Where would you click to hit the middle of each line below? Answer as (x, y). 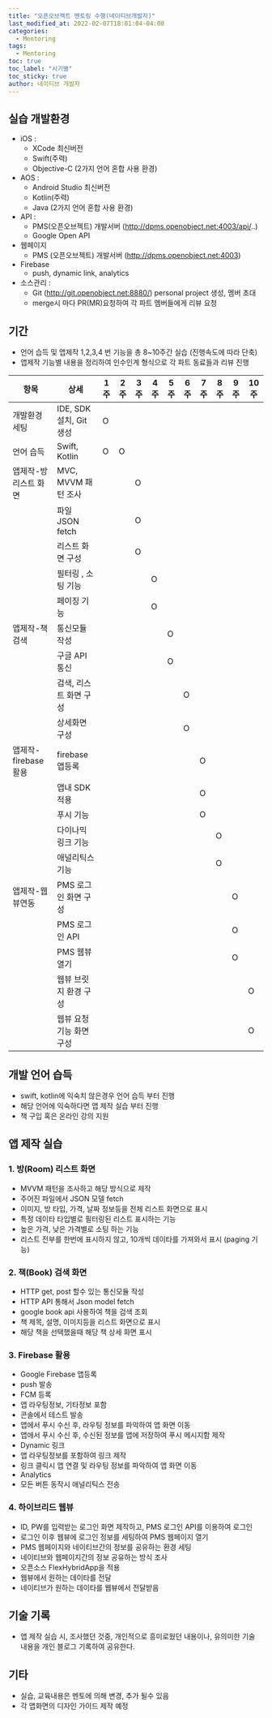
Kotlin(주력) (51, 198)
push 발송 (36, 1384)
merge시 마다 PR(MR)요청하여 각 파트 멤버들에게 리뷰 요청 (124, 303)
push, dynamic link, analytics (81, 273)
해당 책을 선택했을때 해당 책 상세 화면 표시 (86, 1332)
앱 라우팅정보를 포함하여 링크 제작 (73, 1455)
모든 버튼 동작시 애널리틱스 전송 (70, 1484)
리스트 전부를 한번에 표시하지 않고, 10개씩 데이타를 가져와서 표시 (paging (135, 1239)
